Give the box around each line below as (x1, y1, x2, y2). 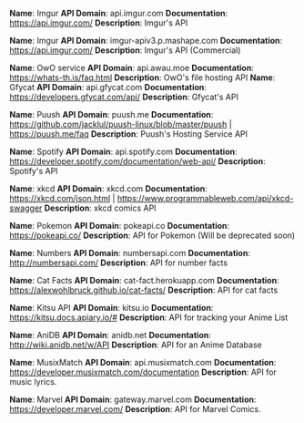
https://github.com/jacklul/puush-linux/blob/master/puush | (9, 119, 232, 129)
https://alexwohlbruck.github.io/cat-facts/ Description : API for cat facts (9, 284, 279, 295)
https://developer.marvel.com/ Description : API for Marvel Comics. (9, 404, 261, 414)
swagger (9, 202, 43, 213)
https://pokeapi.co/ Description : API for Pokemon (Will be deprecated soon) (9, 230, 296, 241)
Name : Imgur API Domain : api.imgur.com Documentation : (9, 8, 228, 18)
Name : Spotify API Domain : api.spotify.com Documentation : (9, 146, 238, 157)
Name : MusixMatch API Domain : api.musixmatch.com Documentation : (9, 357, 277, 367)
